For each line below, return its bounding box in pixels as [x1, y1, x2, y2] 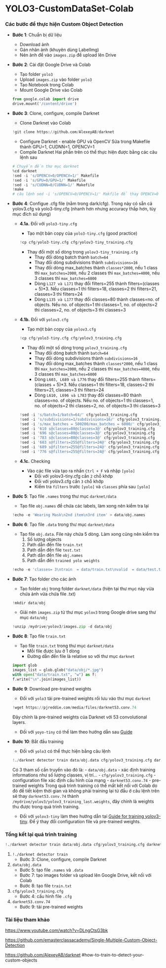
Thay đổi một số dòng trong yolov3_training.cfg [27, 344, 127, 350]
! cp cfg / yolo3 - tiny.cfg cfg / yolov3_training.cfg [19, 336, 122, 341]
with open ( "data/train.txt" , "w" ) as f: [12, 672, 97, 677]
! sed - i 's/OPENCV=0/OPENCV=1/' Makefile [12, 173, 99, 178]
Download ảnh [19, 42, 49, 48]
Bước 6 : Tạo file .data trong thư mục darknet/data [12, 521, 115, 527]
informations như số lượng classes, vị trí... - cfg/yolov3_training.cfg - [12, 772, 156, 778]
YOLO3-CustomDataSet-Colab [5, 3, 134, 14]
